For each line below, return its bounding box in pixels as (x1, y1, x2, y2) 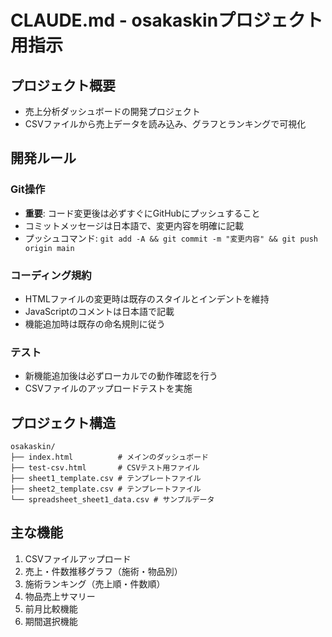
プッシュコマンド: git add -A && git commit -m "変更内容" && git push (24, 232, 319, 244)
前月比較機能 (24, 602, 78, 615)
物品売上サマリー (24, 590, 96, 602)
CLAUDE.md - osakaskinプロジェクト (10, 9, 324, 32)
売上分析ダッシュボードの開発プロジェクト (24, 106, 201, 117)
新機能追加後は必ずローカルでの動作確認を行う (24, 370, 218, 382)
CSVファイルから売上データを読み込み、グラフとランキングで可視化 (24, 118, 307, 130)
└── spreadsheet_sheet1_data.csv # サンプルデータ (10, 495, 215, 505)
